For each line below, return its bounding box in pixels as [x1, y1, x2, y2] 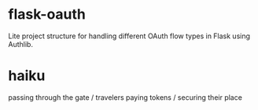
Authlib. [8, 39, 34, 48]
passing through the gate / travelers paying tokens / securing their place [8, 92, 242, 102]
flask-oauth [8, 5, 87, 23]
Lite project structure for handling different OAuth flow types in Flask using [8, 31, 250, 41]
